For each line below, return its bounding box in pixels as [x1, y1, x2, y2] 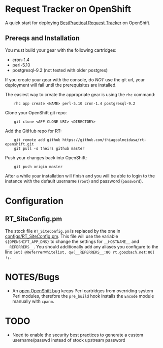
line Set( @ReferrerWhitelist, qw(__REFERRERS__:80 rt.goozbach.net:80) [5, 249, 155, 255]
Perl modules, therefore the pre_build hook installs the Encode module [12, 293, 154, 299]
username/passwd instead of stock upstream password [12, 337, 126, 343]
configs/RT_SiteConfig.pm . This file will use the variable [5, 233, 118, 239]
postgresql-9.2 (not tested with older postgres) [12, 67, 108, 73]
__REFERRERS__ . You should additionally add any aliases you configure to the [5, 244, 159, 249]
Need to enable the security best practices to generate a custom [12, 332, 144, 338]
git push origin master [14, 164, 63, 169]
